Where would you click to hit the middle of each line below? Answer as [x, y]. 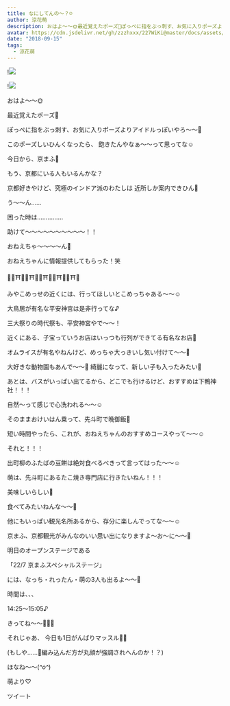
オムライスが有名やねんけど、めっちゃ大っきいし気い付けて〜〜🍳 [99, 352]
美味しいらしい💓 [30, 492]
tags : [15, 45]
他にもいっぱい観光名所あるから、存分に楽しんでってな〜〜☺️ [94, 521]
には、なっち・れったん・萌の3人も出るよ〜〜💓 [74, 579]
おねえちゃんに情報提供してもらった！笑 [64, 261]
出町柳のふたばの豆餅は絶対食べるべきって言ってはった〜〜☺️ [94, 462]
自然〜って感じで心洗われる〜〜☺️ [55, 404]
